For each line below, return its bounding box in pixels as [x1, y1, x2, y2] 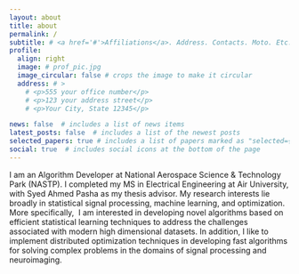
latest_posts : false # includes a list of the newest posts [9, 128, 241, 138]
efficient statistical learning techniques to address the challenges [9, 216, 248, 227]
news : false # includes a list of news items [9, 120, 185, 129]
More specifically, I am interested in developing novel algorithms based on [9, 206, 284, 218]
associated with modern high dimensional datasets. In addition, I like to [9, 226, 269, 237]
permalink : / [9, 29, 58, 38]
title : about [9, 21, 58, 30]
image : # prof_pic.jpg [17, 63, 101, 72]
